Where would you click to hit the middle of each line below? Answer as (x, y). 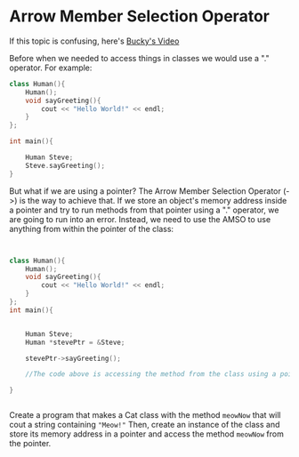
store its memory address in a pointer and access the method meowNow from (147, 434)
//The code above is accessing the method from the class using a (151, 374)
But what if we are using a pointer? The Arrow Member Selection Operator (145, 191)
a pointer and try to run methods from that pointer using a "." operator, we (144, 210)
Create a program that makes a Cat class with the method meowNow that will (145, 415)
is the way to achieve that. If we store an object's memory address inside (153, 200)
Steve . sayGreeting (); (65, 165)
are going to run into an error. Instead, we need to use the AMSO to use (140, 219)
